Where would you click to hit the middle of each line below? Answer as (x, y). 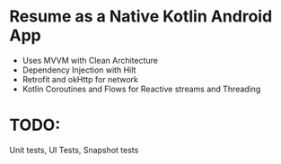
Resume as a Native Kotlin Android (141, 17)
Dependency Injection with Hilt (79, 70)
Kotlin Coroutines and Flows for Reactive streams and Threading (141, 89)
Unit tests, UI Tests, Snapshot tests (74, 150)
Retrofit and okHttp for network (80, 79)
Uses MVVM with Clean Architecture (90, 60)
